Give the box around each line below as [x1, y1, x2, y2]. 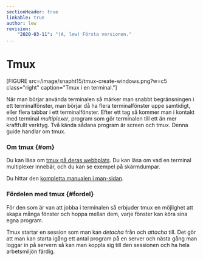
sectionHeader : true [6, 8, 59, 15]
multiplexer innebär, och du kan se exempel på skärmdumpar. [6, 163, 161, 170]
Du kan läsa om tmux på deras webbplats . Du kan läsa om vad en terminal [6, 157, 191, 164]
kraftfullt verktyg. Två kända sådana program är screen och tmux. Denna [6, 122, 188, 129]
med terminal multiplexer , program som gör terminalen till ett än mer [6, 115, 177, 122]
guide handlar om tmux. [6, 128, 66, 135]
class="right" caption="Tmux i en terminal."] [6, 84, 117, 91]
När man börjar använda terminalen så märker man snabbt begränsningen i [6, 96, 194, 103]
